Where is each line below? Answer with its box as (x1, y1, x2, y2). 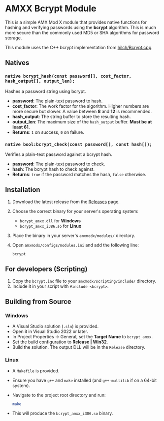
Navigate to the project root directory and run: (12, 392, 106, 398)
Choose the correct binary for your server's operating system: (12, 208, 139, 214)
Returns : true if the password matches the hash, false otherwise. (12, 171, 146, 177)
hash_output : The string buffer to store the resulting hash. (12, 114, 131, 120)
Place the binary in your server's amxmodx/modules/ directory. (12, 232, 135, 239)
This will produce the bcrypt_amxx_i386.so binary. (12, 410, 113, 416)
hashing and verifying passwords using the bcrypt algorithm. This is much (5, 24, 157, 30)
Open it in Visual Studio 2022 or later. (12, 329, 89, 334)
